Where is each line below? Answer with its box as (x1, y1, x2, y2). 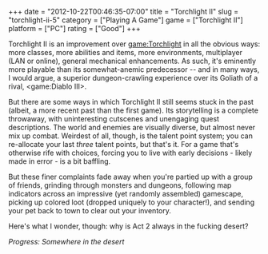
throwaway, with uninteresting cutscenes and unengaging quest (8, 114, 220, 123)
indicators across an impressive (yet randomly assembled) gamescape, (8, 189, 244, 198)
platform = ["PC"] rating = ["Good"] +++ (8, 24, 142, 33)
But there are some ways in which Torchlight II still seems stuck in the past (8, 97, 254, 106)
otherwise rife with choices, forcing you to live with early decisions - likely (8, 148, 253, 157)
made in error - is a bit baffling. (8, 157, 111, 166)
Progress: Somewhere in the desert (8, 237, 125, 246)
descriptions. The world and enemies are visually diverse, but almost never (8, 123, 256, 132)
